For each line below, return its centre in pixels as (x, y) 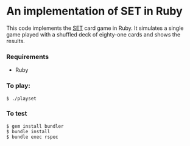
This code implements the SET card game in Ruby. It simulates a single (95, 28)
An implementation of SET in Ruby (94, 11)
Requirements (28, 57)
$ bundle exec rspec (33, 137)
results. (16, 41)
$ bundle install (28, 131)
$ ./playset (21, 99)
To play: (18, 86)
